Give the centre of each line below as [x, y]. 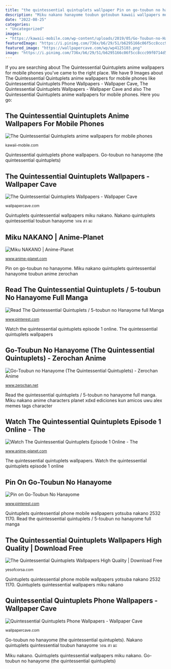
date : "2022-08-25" [26, 19]
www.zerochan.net [22, 385]
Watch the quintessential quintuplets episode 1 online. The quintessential [81, 329]
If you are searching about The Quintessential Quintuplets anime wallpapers [85, 67]
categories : [18, 24]
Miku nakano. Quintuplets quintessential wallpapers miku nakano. [74, 655]
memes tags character [29, 406]
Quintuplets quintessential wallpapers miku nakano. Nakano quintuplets [80, 215]
